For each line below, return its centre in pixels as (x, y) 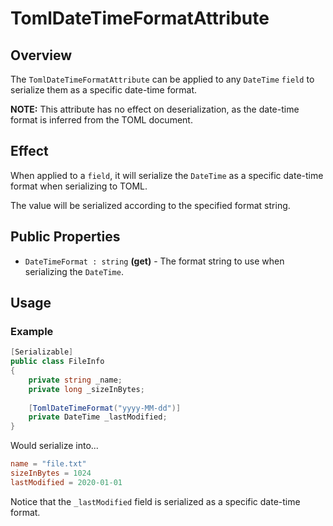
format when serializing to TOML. (79, 186)
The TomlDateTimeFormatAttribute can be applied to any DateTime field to (162, 79)
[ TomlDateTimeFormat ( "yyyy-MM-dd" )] (105, 408)
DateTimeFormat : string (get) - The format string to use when (154, 261)
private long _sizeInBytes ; (86, 389)
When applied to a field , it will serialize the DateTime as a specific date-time (167, 175)
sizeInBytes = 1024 (51, 473)
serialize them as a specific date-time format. (104, 90)
